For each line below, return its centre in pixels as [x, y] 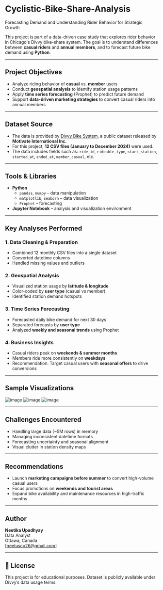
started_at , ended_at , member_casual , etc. [53, 157]
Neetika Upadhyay [24, 530]
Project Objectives [33, 72]
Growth [12, 27]
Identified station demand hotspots [47, 296]
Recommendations [34, 466]
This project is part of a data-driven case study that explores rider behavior [80, 37]
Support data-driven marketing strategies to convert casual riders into [83, 99]
